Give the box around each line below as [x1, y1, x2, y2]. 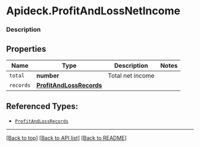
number [36, 71, 60, 80]
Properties [6, 43, 46, 54]
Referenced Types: [6, 101, 79, 111]
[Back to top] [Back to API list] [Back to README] [6, 134, 127, 141]
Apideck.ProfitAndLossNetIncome [6, 4, 180, 18]
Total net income [108, 71, 155, 80]
